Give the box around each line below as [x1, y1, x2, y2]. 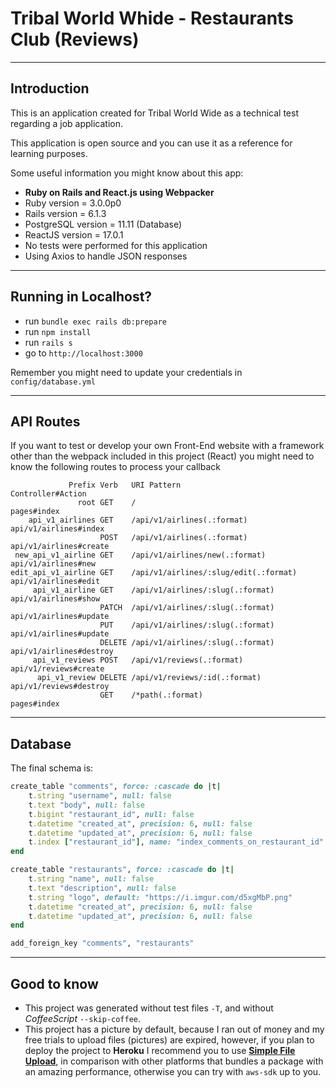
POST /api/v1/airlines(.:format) [99, 533, 248, 543]
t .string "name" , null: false [28, 874, 155, 884]
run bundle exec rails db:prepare [24, 315, 168, 327]
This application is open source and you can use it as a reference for [10, 137, 293, 149]
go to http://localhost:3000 [24, 347, 143, 359]
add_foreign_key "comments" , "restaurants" [10, 938, 195, 949]
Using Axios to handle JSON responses [24, 250, 188, 262]
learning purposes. [10, 147, 88, 159]
